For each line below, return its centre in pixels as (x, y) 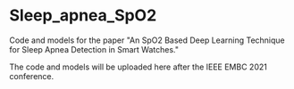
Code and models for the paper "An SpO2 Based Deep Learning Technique (147, 40)
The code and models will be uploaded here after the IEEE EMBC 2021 (139, 67)
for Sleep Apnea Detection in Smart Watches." (94, 49)
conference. (32, 76)
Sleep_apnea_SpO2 (83, 16)
